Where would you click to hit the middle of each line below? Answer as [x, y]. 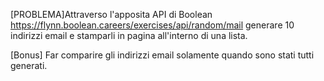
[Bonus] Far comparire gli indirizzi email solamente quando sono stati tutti [162, 55]
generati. [29, 65]
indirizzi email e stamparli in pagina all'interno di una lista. [129, 35]
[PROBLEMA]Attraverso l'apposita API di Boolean [111, 14]
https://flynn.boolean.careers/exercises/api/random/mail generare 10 [152, 25]
